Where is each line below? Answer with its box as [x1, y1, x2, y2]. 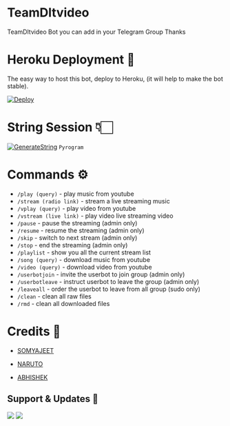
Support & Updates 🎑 [7, 393, 98, 405]
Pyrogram [58, 143, 84, 151]
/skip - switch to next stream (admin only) [17, 233, 138, 242]
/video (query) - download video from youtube [17, 263, 153, 271]
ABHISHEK [17, 373, 48, 381]
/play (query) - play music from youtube [17, 190, 134, 198]
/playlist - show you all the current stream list [17, 248, 151, 256]
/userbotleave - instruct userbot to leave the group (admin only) [17, 277, 200, 285]
